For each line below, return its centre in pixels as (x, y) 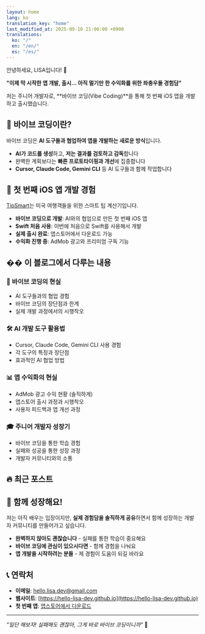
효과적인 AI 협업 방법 (40, 360)
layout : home (23, 12)
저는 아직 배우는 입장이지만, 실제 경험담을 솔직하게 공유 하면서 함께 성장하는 (95, 518)
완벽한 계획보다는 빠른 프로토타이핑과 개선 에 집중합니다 (80, 161)
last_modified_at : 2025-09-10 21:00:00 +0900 (65, 29)
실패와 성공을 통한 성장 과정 (48, 450)
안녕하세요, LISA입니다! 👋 (37, 70)
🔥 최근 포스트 (30, 479)
